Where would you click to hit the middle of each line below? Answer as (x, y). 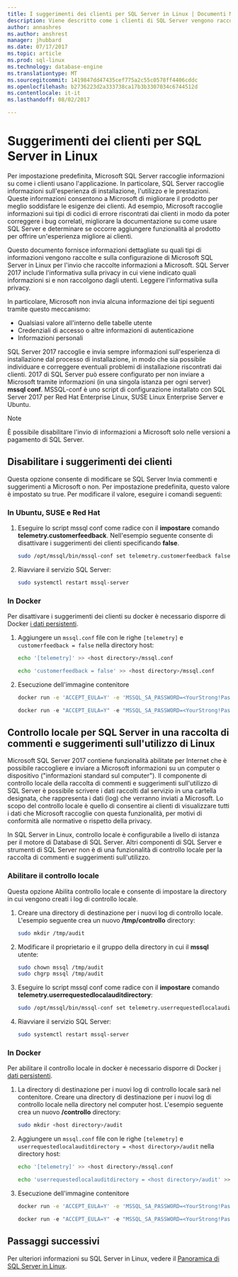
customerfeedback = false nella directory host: (86, 645)
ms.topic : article (34, 54)
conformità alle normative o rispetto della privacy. (80, 821)
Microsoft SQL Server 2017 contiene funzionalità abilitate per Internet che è (117, 761)
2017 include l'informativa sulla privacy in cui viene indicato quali (102, 272)
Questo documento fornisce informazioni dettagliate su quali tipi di (104, 250)
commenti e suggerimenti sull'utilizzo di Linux (111, 743)
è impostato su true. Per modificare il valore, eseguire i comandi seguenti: (115, 494)
